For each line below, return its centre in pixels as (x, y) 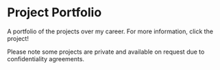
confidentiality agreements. (46, 58)
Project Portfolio (54, 13)
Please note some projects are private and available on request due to (106, 52)
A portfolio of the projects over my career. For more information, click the (110, 31)
